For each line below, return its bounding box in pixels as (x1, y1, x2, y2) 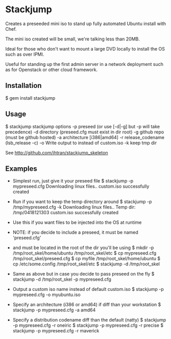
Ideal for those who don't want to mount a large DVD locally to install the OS (5, 46, 165, 52)
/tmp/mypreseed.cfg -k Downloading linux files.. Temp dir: (12, 204, 136, 210)
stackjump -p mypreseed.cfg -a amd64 (12, 307, 96, 313)
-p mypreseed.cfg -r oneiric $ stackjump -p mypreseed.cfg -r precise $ (12, 322, 164, 328)
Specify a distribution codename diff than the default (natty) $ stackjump (12, 317, 166, 323)
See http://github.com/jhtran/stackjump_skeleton (5, 149, 108, 155)
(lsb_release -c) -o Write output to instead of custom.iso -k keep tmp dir (5, 140, 157, 146)
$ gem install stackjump (5, 95, 56, 101)
